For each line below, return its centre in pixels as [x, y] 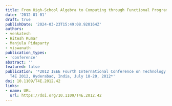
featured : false [23, 67]
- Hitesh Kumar [21, 39]
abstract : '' [19, 62]
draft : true [18, 19]
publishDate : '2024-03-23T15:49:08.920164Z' [53, 24]
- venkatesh [18, 34]
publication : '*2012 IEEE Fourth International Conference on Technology [86, 72]
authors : [15, 29]
